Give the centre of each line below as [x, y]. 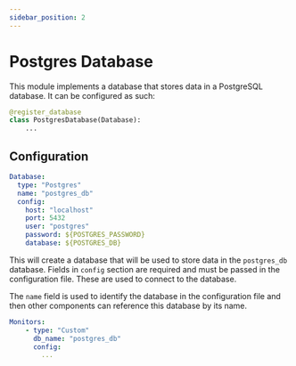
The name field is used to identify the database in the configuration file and [145, 296]
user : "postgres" [58, 227]
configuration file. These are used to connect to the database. [123, 279]
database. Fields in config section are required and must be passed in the [145, 269]
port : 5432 [45, 218]
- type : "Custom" [58, 330]
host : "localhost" [59, 210]
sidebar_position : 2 [48, 17]
